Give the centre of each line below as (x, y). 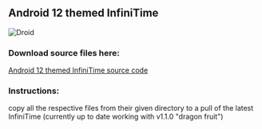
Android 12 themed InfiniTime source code (78, 70)
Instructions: (34, 91)
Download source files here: (64, 53)
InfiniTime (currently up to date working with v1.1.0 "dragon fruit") (116, 117)
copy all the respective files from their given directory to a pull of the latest (131, 108)
